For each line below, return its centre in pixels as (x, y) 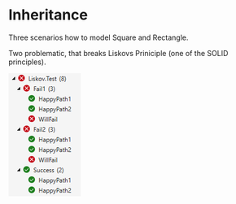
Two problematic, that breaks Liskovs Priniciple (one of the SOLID (118, 53)
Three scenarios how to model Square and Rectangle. (98, 37)
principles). (27, 62)
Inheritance (48, 15)
